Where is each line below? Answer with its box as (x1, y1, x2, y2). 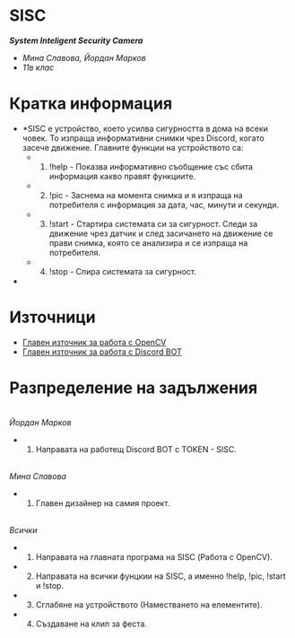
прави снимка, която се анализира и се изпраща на (48, 237, 248, 248)
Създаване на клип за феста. (35, 618, 148, 629)
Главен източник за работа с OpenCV (22, 336, 167, 347)
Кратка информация (9, 93, 173, 114)
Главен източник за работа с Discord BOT (22, 346, 182, 357)
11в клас (22, 62, 55, 73)
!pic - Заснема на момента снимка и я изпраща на (48, 189, 244, 200)
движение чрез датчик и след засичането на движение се (48, 228, 273, 239)
